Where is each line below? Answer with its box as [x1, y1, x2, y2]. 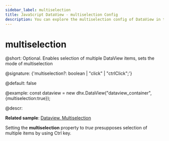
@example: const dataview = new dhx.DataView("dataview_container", [5, 90, 152, 96]
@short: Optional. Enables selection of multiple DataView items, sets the [5, 55, 155, 61]
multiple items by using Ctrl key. [5, 130, 71, 136]
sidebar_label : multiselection [5, 7, 71, 13]
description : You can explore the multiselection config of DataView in [5, 17, 161, 22]
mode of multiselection [5, 61, 53, 67]
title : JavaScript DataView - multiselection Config [5, 12, 118, 17]
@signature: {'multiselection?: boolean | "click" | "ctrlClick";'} [5, 70, 132, 76]
